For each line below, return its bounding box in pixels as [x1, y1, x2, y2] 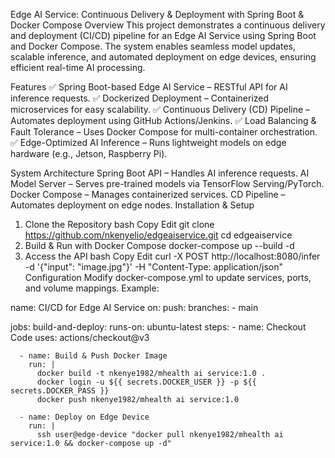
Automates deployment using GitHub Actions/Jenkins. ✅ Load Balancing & [10, 115, 317, 126]
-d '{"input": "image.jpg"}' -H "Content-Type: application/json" [24, 261, 283, 273]
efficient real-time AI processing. [10, 62, 146, 73]
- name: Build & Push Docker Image [19, 351, 168, 361]
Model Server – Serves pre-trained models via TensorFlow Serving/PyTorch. [10, 178, 325, 189]
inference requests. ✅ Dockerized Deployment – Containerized [10, 92, 270, 104]
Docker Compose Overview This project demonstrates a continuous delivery [10, 19, 326, 31]
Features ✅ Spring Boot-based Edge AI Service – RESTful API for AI [10, 81, 288, 93]
